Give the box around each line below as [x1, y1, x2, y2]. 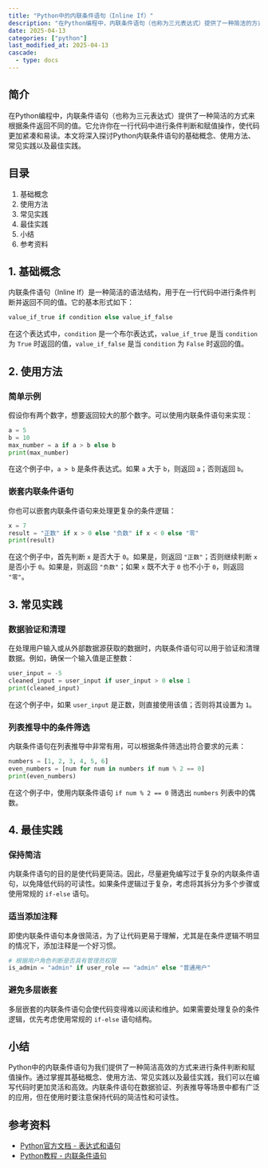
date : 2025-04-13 [8, 26, 66, 34]
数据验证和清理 [8, 623, 66, 634]
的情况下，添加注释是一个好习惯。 [8, 941, 120, 950]
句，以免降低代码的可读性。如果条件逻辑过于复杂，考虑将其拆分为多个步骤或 [8, 879, 260, 889]
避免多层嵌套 [8, 985, 58, 996]
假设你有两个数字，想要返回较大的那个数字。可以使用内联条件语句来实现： [8, 410, 253, 420]
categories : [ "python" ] [8, 34, 88, 42]
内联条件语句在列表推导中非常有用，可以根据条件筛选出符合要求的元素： [8, 741, 246, 750]
